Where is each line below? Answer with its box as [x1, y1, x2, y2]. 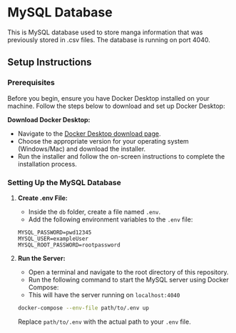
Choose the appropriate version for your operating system [17, 136, 189, 145]
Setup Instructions [7, 56, 92, 69]
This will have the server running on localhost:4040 [28, 290, 180, 299]
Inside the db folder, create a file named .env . [28, 207, 161, 216]
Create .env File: [17, 194, 68, 202]
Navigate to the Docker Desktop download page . [17, 129, 162, 138]
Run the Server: [17, 254, 66, 262]
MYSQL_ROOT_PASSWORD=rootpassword [17, 241, 120, 249]
